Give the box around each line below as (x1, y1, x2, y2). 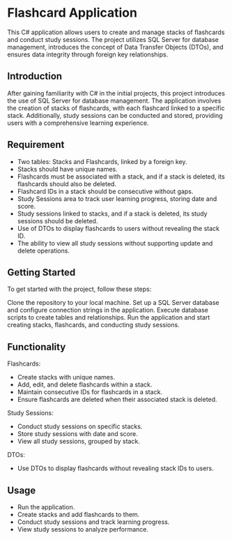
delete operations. (17, 246, 70, 255)
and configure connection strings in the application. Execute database (7, 306, 209, 315)
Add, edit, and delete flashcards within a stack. (17, 380, 153, 389)
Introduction (7, 70, 63, 82)
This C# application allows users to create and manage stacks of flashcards (7, 28, 225, 36)
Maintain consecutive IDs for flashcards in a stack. (17, 388, 162, 396)
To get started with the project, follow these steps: (7, 285, 152, 294)
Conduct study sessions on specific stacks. (17, 422, 143, 430)
